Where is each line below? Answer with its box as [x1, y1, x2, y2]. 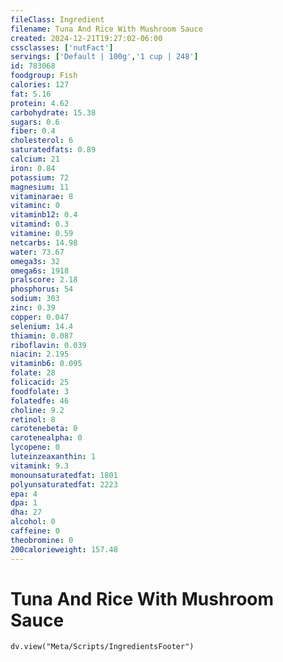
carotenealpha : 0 [10, 433, 83, 443]
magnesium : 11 [10, 182, 70, 192]
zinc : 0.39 [10, 303, 56, 313]
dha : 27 [10, 507, 43, 518]
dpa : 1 [10, 498, 38, 508]
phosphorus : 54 [10, 284, 74, 295]
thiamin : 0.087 [10, 331, 74, 341]
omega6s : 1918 [10, 266, 70, 276]
